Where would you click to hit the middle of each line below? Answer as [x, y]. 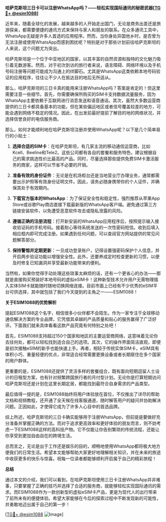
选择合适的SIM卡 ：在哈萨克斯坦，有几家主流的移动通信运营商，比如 [81, 146]
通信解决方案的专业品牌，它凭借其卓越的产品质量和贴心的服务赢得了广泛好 [81, 319]
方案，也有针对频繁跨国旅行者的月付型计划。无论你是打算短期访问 [94, 377]
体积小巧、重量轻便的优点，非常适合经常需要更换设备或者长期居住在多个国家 [83, 354]
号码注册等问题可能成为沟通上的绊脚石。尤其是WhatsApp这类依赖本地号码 [81, 71]
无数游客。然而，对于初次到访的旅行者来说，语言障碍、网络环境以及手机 [87, 65]
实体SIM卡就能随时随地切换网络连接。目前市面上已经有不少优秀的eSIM [81, 286]
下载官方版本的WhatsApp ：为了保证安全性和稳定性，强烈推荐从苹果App [86, 198]
